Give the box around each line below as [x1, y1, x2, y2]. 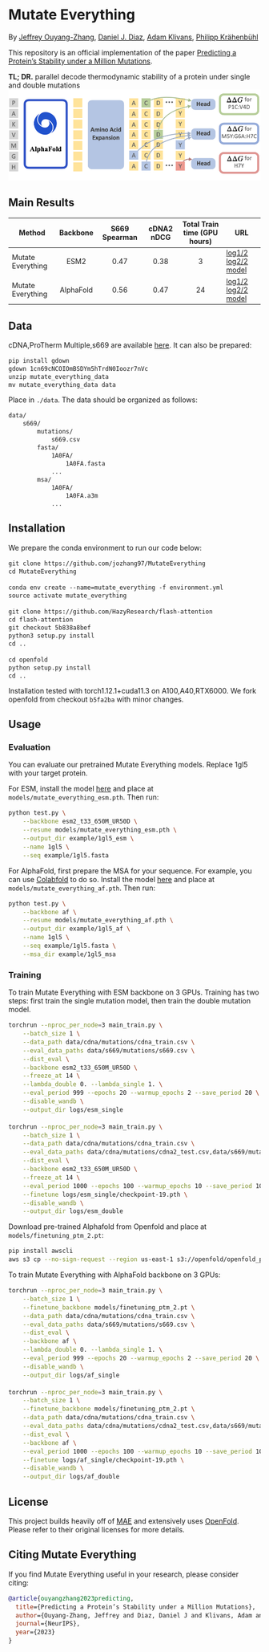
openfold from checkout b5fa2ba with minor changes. [8, 694, 184, 704]
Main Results [8, 196, 74, 210]
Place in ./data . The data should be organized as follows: [8, 395, 198, 405]
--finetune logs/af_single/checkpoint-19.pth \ [22, 1455, 184, 1464]
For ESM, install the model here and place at [8, 784, 154, 794]
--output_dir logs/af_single [22, 1371, 120, 1379]
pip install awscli [8, 1247, 74, 1255]
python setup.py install [8, 664, 91, 672]
